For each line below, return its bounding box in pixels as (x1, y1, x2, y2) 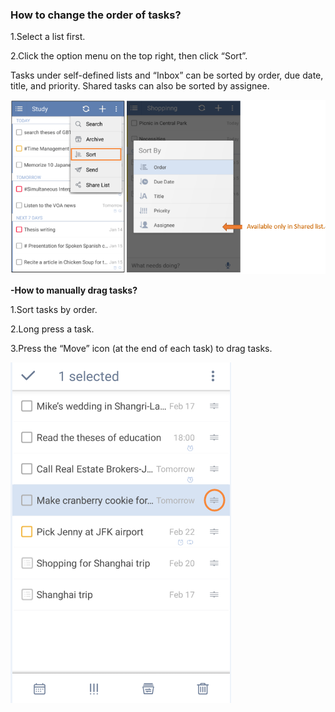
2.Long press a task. (10, 323, 95, 335)
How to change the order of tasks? (10, 8, 182, 22)
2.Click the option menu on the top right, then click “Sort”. (10, 50, 248, 62)
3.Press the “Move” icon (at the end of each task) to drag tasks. (10, 343, 273, 355)
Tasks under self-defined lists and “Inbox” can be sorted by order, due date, (10, 69, 324, 82)
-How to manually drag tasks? (10, 284, 138, 297)
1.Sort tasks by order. (10, 304, 98, 316)
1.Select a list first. (10, 31, 86, 43)
